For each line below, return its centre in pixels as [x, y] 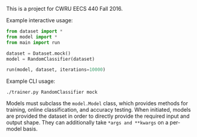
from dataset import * [34, 31]
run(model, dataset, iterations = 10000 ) [56, 70]
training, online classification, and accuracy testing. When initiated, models [99, 110]
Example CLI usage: [31, 81]
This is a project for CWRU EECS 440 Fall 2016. [65, 9]
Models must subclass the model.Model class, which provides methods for [97, 103]
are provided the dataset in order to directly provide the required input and [98, 116]
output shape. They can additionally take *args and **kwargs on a [87, 123]
